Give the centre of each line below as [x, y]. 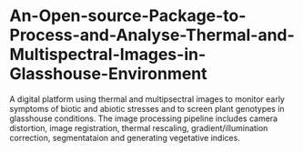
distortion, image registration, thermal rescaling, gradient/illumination [139, 127]
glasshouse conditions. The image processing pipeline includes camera [144, 118]
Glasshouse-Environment [108, 74]
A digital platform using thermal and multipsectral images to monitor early [147, 99]
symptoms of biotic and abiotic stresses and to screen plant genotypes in [147, 108]
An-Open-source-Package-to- [128, 16]
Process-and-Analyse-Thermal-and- [152, 35]
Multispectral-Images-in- [108, 55]
